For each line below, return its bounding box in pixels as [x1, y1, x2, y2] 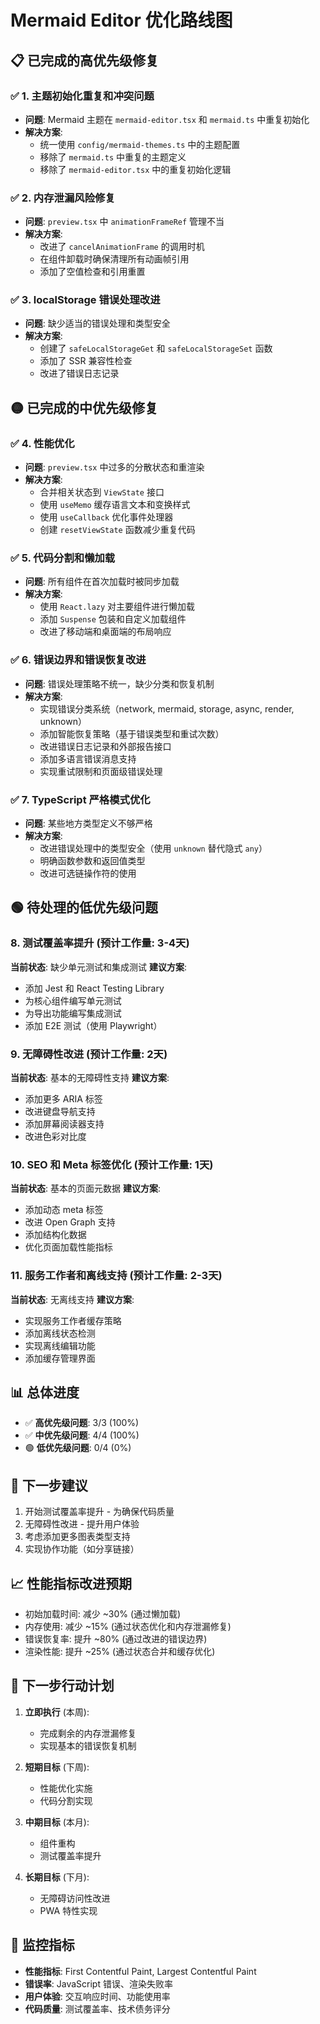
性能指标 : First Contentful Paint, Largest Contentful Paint [24, 1965, 257, 1977]
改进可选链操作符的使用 [39, 867, 137, 880]
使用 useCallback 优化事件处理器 [39, 511, 174, 523]
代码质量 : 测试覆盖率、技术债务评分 [24, 2002, 171, 2015]
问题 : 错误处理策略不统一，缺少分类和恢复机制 [24, 677, 215, 690]
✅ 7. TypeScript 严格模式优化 [10, 792, 151, 806]
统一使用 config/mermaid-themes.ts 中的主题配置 [39, 138, 241, 150]
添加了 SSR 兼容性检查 [39, 355, 133, 367]
